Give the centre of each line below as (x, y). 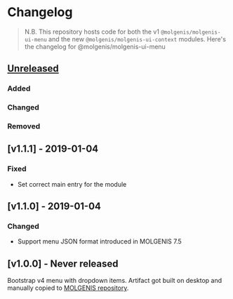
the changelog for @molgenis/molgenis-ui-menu (95, 46)
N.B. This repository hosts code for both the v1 (92, 32)
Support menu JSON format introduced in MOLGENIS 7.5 (100, 241)
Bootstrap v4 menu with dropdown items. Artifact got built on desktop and (115, 281)
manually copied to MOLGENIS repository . (68, 288)
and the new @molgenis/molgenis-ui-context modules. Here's (137, 39)
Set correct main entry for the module (72, 184)
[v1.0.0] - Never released (63, 264)
